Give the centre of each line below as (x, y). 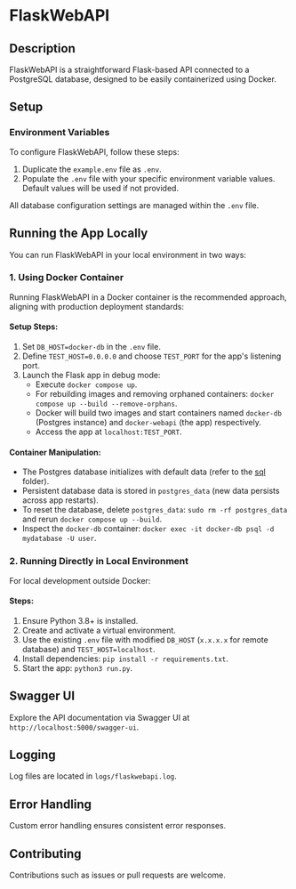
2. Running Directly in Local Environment (99, 562)
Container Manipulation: (55, 452)
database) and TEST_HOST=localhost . (88, 649)
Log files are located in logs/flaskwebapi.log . (93, 776)
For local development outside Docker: (80, 580)
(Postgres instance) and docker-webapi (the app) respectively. (148, 422)
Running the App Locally (79, 234)
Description (42, 48)
